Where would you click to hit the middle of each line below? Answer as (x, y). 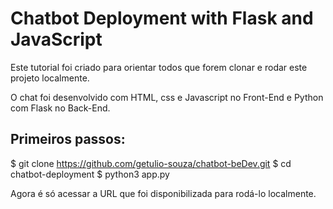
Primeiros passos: (68, 139)
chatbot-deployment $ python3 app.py (90, 174)
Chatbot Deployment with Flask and (162, 18)
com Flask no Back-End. (60, 108)
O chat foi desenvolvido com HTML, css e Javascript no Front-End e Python (167, 97)
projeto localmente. (50, 78)
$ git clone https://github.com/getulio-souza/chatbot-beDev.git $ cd (151, 163)
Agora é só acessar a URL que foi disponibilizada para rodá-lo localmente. (163, 193)
